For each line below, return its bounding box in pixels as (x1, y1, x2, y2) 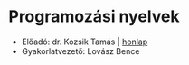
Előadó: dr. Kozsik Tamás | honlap (21, 36, 148, 47)
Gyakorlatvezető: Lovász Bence (21, 45, 140, 56)
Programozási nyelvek (8, 6, 180, 27)
